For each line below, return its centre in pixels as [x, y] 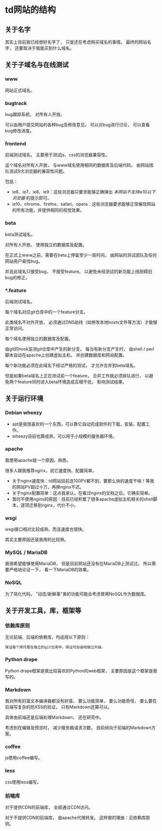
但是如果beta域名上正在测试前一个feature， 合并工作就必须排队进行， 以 [77, 375]
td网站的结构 [30, 10]
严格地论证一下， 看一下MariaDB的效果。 [50, 570]
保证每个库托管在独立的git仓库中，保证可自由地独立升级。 [55, 647]
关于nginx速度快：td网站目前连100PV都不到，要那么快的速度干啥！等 [81, 481]
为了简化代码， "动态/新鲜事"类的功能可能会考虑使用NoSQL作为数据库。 [77, 594]
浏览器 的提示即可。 [32, 198]
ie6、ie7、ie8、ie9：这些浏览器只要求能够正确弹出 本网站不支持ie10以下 [84, 192]
